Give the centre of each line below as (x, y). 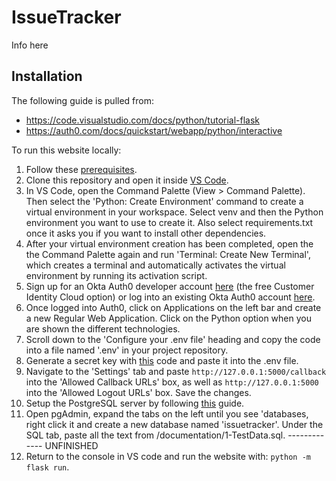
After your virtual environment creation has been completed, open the (169, 243)
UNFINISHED (71, 445)
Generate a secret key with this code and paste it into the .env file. (162, 360)
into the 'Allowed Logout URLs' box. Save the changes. (138, 392)
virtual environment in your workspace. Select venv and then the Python (174, 212)
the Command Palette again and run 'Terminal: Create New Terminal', (168, 254)
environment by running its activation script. (116, 275)
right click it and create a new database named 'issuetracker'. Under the (174, 424)
